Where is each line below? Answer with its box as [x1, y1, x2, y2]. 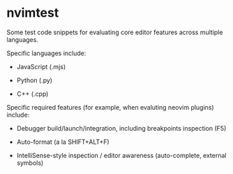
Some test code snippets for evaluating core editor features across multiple [6, 28, 223, 36]
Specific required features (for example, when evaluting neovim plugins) [6, 103, 214, 111]
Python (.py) [16, 75, 53, 85]
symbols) [16, 159, 44, 167]
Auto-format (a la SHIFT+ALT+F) [16, 138, 110, 146]
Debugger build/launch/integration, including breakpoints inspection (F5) [16, 124, 227, 132]
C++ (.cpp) [16, 89, 49, 98]
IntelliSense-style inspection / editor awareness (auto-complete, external [16, 151, 227, 159]
